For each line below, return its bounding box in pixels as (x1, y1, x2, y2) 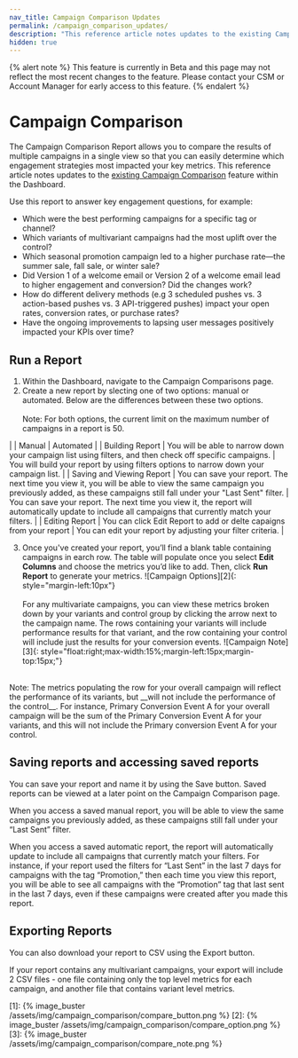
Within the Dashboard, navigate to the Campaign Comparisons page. (21, 376, 274, 386)
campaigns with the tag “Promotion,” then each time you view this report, (9, 869, 277, 880)
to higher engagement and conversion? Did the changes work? (21, 280, 253, 290)
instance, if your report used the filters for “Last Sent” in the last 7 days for (9, 860, 282, 871)
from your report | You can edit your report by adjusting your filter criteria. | (9, 525, 285, 535)
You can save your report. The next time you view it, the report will (9, 497, 253, 507)
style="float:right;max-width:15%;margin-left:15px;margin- (40, 646, 255, 657)
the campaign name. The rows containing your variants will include (21, 618, 268, 628)
